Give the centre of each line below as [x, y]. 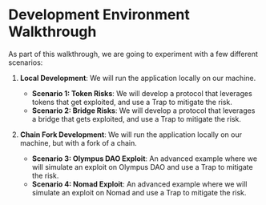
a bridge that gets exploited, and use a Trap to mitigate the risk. [137, 119]
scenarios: [26, 62]
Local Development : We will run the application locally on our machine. [138, 78]
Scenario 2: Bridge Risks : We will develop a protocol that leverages [143, 111]
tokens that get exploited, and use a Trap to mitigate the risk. [132, 102]
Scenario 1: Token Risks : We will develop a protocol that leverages [142, 93]
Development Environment [99, 15]
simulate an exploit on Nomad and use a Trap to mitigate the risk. [139, 192]
